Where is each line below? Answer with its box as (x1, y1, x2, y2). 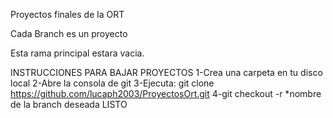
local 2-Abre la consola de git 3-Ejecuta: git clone (10, 77, 215, 89)
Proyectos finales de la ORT (10, 9, 125, 20)
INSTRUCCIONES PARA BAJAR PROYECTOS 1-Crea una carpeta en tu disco (10, 67, 323, 78)
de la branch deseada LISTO (10, 99, 128, 110)
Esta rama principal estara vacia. (10, 47, 145, 59)
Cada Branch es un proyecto (10, 28, 128, 39)
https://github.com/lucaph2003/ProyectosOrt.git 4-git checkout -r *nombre (10, 88, 322, 99)
